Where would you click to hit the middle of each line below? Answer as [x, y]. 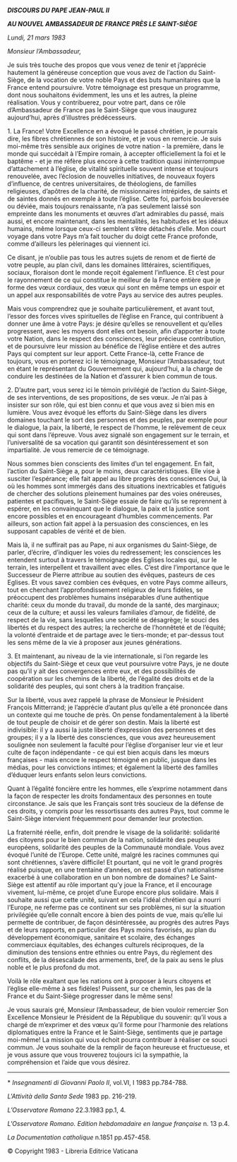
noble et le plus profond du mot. [54, 967]
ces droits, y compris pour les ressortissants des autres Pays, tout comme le [119, 811]
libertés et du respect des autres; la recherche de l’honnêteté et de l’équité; [117, 627]
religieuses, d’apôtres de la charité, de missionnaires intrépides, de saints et [117, 191]
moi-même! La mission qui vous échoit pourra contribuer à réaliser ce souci [117, 1040]
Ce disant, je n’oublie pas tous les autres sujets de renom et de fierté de [111, 257]
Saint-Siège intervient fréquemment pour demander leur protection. [106, 818]
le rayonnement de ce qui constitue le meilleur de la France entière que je [114, 280]
